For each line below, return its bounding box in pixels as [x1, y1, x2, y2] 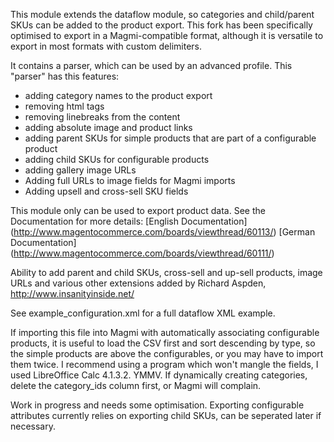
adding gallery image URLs [24, 164, 137, 176]
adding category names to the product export [24, 90, 213, 101]
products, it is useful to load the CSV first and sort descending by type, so [10, 337, 316, 349]
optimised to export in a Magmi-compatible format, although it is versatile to [10, 30, 324, 41]
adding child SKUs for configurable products [24, 154, 210, 165]
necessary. [10, 420, 57, 432]
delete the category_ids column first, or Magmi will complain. [10, 380, 262, 391]
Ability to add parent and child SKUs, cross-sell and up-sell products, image [10, 267, 323, 278]
